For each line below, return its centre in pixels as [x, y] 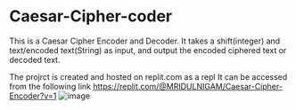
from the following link [50, 86]
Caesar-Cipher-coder [90, 16]
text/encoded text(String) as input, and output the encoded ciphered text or [148, 50]
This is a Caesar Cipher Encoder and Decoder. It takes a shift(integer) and [145, 41]
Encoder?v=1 [33, 96]
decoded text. [35, 59]
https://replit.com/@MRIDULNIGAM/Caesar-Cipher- [188, 86]
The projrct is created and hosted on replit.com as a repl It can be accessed [148, 76]
